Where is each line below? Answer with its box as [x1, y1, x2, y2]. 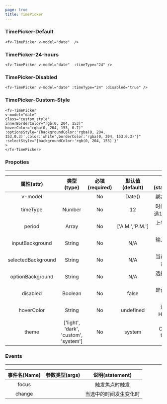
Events [5, 352, 22, 359]
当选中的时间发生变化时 [85, 391, 140, 398]
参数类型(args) [45, 372, 81, 379]
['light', [64, 319, 81, 326]
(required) [87, 184, 112, 191]
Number [62, 206, 82, 213]
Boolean [62, 290, 82, 297]
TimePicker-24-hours [5, 51, 59, 58]
